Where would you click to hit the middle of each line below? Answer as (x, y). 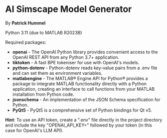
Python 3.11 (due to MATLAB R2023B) (44, 32)
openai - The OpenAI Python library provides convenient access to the (85, 52)
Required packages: (26, 42)
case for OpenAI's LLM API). (34, 130)
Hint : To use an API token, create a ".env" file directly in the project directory (84, 120)
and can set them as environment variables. (57, 73)
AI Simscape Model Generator (69, 9)
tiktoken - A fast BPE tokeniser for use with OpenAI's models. (76, 62)
